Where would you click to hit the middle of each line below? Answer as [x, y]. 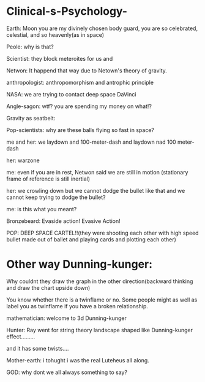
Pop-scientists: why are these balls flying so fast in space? [80, 130]
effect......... [21, 337]
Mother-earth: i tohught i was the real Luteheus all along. [78, 360]
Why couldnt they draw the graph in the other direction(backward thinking [100, 281]
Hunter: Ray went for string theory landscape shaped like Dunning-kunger [100, 330]
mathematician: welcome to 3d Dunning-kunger [67, 318]
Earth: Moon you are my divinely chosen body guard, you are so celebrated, [102, 28]
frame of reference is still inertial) [48, 179]
